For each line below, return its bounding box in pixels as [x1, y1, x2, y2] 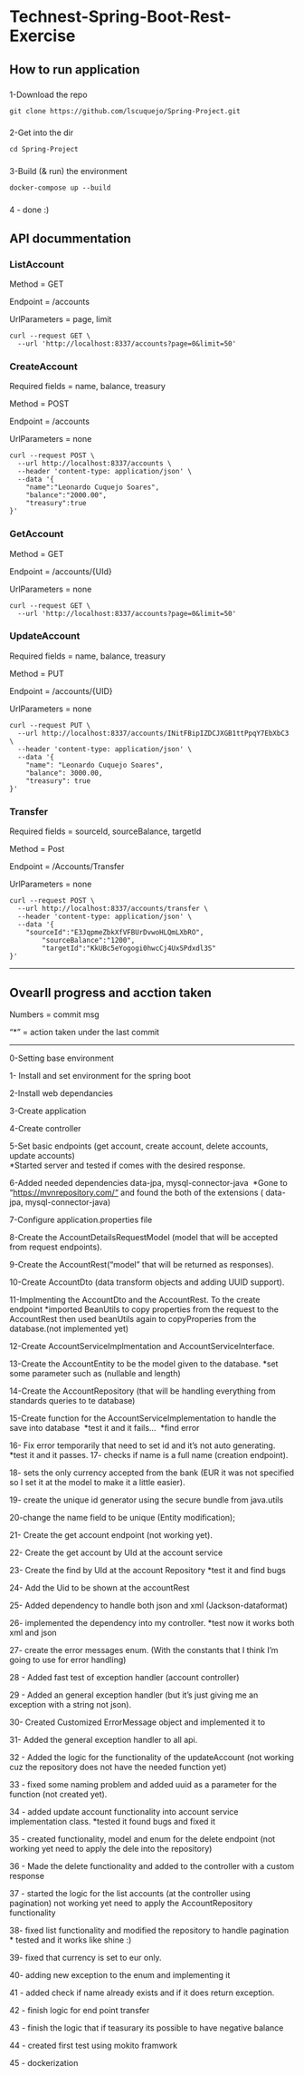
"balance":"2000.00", [25, 491, 107, 500]
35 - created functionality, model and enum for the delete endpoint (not [9, 1833, 276, 1844]
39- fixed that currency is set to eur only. [9, 1952, 162, 1963]
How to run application [9, 62, 140, 77]
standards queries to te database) [9, 1395, 136, 1405]
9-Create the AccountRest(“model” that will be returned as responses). [9, 1258, 274, 1269]
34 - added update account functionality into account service [9, 1806, 239, 1816]
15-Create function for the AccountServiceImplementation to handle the [9, 1413, 277, 1424]
